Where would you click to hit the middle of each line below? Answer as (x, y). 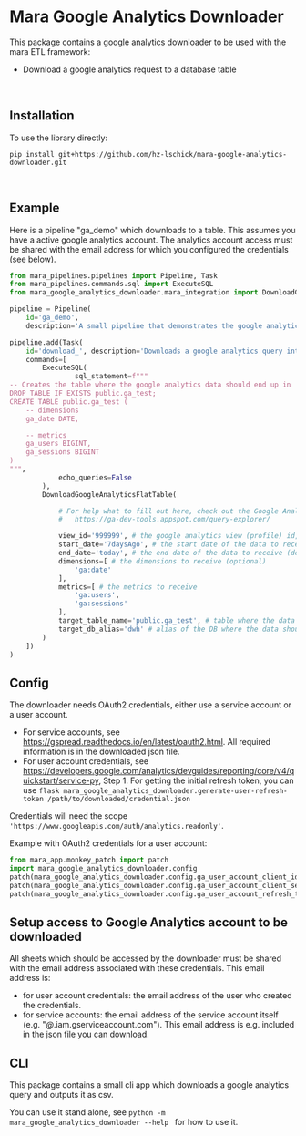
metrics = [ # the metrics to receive (127, 587)
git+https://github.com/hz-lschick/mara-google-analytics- (172, 154)
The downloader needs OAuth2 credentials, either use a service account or (151, 705)
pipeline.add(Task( (46, 342)
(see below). (33, 259)
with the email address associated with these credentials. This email (137, 968)
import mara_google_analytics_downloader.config (103, 869)
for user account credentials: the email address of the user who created (158, 996)
